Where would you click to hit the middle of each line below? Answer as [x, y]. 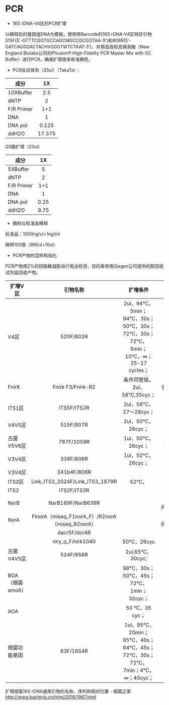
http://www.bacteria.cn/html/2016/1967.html [51, 697]
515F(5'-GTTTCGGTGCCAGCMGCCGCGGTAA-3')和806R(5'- [68, 40]
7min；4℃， [139, 670]
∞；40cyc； [139, 678]
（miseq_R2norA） [74, 524]
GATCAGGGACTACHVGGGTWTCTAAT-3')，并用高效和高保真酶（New [77, 46]
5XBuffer [18, 169]
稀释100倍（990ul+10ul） [31, 245]
